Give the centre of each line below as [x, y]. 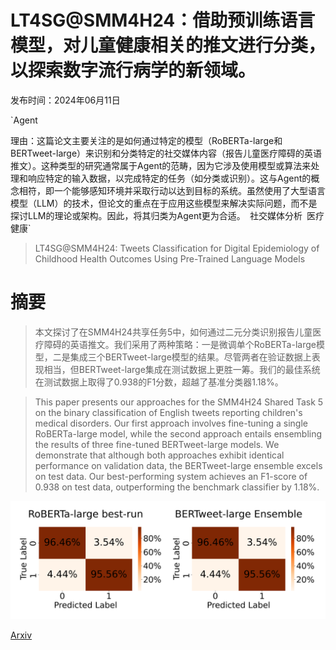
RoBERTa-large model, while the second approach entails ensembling [178, 433]
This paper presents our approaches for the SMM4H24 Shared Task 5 [179, 402]
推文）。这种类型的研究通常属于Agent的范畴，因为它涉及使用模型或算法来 [161, 165]
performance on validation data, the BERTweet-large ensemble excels [178, 465]
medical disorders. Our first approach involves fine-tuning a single [171, 423]
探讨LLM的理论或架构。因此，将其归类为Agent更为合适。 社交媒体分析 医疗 [167, 215]
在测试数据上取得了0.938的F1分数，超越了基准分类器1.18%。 [159, 382]
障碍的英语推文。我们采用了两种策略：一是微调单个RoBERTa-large [180, 344]
